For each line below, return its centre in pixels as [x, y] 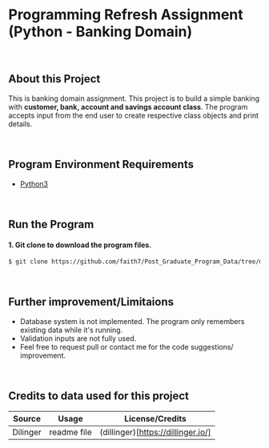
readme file [70, 432]
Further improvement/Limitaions [91, 302]
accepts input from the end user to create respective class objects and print [133, 115]
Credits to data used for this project [99, 396]
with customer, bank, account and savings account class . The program [128, 106]
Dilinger [27, 432]
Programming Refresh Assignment [126, 15]
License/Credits [155, 418]
